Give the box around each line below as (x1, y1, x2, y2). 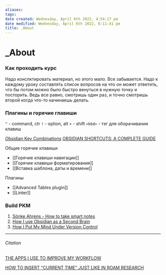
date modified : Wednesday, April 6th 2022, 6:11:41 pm (5, 21, 121, 26)
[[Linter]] (12, 189, 31, 196)
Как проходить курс (5, 65, 57, 72)
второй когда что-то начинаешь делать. (5, 97, 90, 103)
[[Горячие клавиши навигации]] (12, 155, 80, 161)
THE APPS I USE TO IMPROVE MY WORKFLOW (5, 255, 101, 261)
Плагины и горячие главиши (5, 110, 77, 116)
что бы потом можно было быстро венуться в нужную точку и (5, 86, 137, 92)
